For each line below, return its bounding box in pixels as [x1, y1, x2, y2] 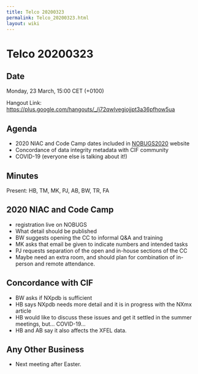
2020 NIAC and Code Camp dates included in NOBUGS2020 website [15, 140, 190, 147]
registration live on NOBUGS [15, 221, 87, 228]
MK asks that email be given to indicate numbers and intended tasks [15, 240, 188, 248]
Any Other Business [6, 345, 85, 355]
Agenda [6, 123, 37, 134]
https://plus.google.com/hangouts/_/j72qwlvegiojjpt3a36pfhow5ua [6, 105, 175, 113]
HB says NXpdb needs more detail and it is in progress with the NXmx [15, 300, 192, 308]
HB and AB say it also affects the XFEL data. [15, 326, 127, 334]
